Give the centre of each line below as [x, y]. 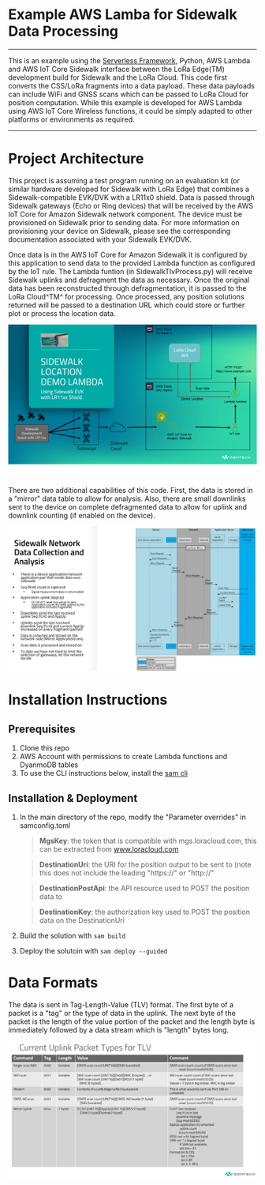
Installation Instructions [88, 700]
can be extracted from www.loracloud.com [109, 849]
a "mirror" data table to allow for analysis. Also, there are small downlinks [127, 498]
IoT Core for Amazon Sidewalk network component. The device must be [125, 214]
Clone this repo [44, 748]
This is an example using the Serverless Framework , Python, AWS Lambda [129, 60]
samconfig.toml [45, 826]
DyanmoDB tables [49, 765]
